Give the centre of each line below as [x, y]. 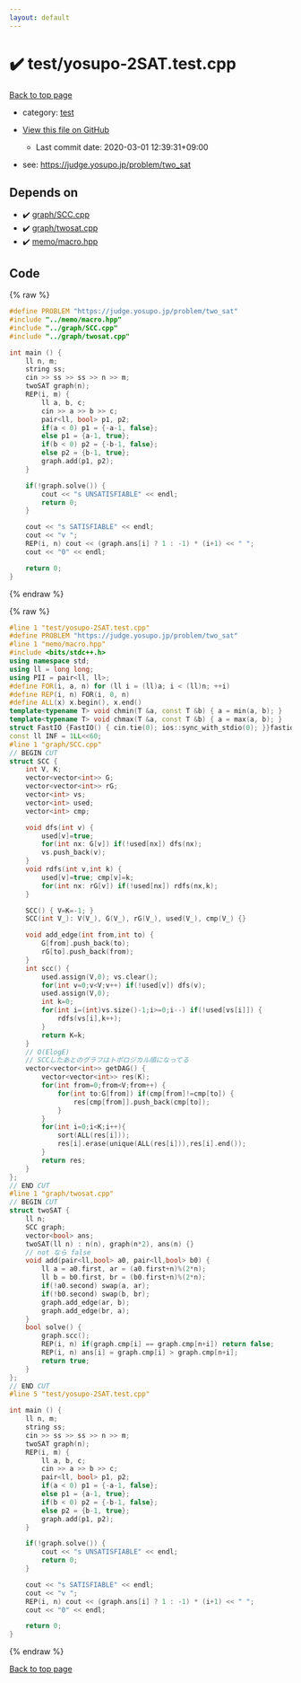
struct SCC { [34, 761]
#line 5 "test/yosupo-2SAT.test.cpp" [80, 1394]
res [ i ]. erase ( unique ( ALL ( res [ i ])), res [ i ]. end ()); [151, 1144]
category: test [48, 112]
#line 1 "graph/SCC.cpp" [56, 745]
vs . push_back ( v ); [73, 853]
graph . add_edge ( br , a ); [86, 1311]
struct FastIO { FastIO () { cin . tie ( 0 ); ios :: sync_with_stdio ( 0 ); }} [140, 728]
